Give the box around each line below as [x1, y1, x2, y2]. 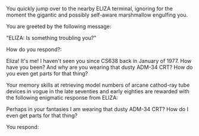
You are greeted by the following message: [6, 23, 111, 30]
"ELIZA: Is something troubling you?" [6, 34, 97, 41]
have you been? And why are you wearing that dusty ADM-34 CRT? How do [6, 64, 193, 71]
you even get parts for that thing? [6, 70, 88, 77]
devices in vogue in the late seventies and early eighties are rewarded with [6, 88, 189, 94]
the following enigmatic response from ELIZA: [6, 94, 118, 101]
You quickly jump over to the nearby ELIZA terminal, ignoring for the [6, 5, 173, 12]
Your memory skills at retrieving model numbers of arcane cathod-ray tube [6, 81, 190, 88]
